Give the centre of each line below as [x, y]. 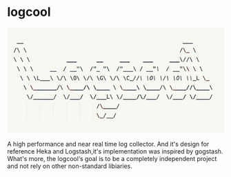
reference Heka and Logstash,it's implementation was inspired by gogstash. [115, 151]
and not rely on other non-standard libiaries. [70, 166]
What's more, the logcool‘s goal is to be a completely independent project [112, 158]
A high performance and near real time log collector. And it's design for [108, 144]
